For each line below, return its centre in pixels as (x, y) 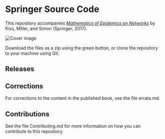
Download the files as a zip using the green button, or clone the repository (82, 48)
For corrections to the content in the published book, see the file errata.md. (83, 98)
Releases (20, 69)
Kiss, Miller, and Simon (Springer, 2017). (46, 28)
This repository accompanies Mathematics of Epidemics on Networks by (80, 23)
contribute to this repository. (34, 131)
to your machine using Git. (32, 53)
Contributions (27, 114)
